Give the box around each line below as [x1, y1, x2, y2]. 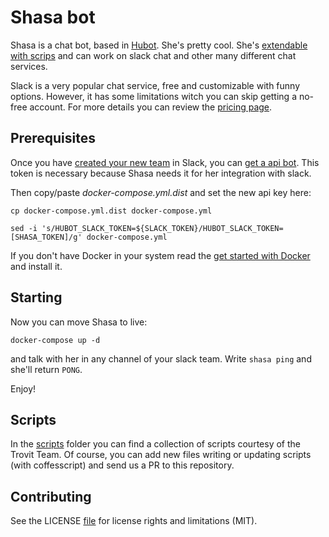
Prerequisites [10, 130, 96, 147]
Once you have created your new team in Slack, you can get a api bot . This [10, 156, 320, 168]
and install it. [10, 260, 63, 272]
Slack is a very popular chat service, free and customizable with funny [10, 79, 301, 91]
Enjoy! [10, 382, 37, 395]
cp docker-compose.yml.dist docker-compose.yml [10, 206, 213, 216]
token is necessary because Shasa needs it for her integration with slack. [10, 167, 312, 179]
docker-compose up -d [10, 335, 101, 345]
